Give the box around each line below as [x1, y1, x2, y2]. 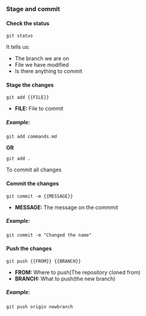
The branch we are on [14, 55, 70, 62]
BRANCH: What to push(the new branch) [14, 275, 116, 282]
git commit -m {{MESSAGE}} [6, 193, 73, 199]
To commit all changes [6, 166, 62, 173]
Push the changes [6, 245, 52, 252]
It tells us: [6, 44, 30, 51]
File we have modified [14, 62, 69, 69]
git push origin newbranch [6, 303, 73, 309]
